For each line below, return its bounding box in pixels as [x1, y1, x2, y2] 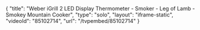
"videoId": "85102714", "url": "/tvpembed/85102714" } [5, 18, 140, 24]
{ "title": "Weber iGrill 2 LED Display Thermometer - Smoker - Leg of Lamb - [5, 5, 195, 12]
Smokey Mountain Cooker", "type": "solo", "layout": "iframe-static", [5, 11, 174, 18]
